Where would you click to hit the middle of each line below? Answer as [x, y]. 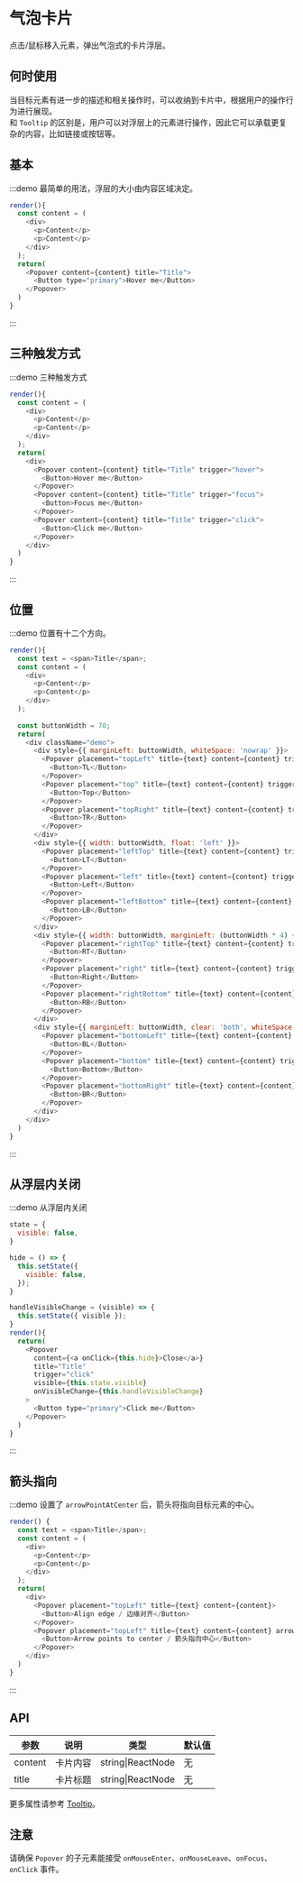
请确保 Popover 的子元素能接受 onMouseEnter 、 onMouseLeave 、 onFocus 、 [141, 1858]
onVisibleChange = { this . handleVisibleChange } [118, 1392]
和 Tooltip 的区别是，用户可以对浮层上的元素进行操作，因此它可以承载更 [144, 122]
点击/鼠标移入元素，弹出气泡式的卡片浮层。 [90, 45]
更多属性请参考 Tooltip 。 [55, 1804]
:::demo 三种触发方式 [48, 377]
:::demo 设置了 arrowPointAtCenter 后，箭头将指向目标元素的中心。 [134, 1505]
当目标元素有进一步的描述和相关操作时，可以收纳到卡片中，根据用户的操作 [147, 99]
